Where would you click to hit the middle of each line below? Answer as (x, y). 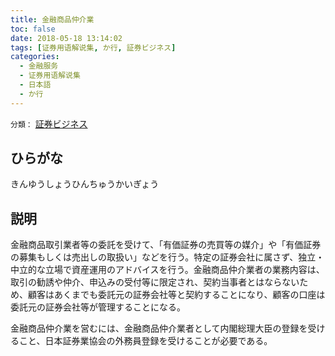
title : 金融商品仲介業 (52, 19)
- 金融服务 (39, 66)
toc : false (33, 29)
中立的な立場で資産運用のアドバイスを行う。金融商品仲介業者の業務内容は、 (167, 270)
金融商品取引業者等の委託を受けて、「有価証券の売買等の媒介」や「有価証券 (166, 245)
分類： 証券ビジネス (49, 123)
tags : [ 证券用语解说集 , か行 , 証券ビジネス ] (93, 47)
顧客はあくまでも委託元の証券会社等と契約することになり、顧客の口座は (176, 295)
